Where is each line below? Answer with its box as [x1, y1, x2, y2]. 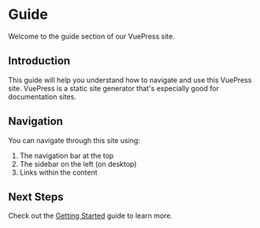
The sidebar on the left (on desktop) [19, 159, 137, 168]
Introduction [8, 54, 71, 68]
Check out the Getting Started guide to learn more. [8, 211, 173, 221]
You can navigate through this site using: [8, 135, 140, 145]
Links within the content [19, 167, 98, 177]
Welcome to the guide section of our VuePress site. [8, 31, 175, 41]
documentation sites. [8, 92, 76, 101]
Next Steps [8, 190, 64, 204]
